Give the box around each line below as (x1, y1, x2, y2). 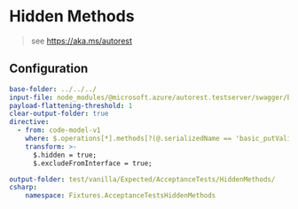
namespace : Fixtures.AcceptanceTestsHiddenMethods (25, 191, 216, 200)
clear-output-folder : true (9, 109, 109, 119)
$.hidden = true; (32, 151, 98, 159)
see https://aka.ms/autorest (30, 35, 133, 46)
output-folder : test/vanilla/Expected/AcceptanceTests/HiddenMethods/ (9, 174, 276, 183)
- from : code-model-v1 (17, 126, 101, 135)
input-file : (9, 93, 53, 102)
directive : (9, 118, 50, 127)
